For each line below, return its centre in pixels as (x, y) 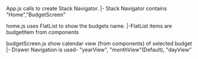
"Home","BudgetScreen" (36, 15)
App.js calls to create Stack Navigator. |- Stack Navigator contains (87, 8)
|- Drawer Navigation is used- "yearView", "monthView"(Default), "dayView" (99, 50)
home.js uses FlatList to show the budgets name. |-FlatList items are (89, 26)
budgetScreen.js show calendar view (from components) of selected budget (99, 44)
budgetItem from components (43, 32)
